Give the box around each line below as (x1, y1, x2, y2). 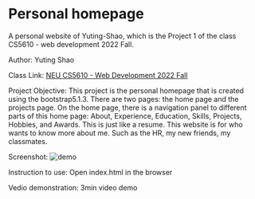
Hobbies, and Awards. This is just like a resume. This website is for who (8, 119, 243, 129)
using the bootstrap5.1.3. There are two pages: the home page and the (8, 94, 239, 103)
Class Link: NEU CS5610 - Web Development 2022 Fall (8, 70, 188, 80)
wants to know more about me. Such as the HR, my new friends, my (8, 128, 231, 138)
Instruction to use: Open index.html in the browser (8, 167, 173, 177)
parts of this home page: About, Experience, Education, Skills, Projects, (8, 111, 242, 120)
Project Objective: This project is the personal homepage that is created (8, 85, 245, 96)
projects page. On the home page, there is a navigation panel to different (8, 103, 247, 112)
